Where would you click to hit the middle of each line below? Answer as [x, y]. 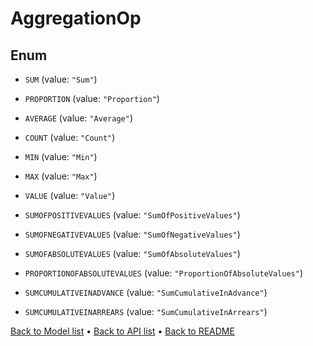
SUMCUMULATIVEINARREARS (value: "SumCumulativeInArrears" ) [146, 311]
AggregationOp [76, 18]
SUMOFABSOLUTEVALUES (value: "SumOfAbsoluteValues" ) [132, 253]
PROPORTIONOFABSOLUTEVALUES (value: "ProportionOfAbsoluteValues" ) [164, 273]
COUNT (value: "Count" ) [70, 137]
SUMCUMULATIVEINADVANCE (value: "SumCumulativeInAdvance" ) [146, 292]
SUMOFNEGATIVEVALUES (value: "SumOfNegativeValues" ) [132, 234]
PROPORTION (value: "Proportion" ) [92, 98]
